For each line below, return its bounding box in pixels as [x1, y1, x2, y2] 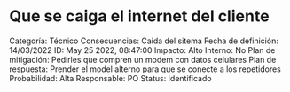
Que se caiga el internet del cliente [9, 6, 270, 27]
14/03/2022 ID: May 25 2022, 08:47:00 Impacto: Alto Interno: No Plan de [9, 44, 276, 55]
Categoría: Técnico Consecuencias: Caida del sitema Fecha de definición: [9, 35, 279, 46]
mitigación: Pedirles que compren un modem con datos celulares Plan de [9, 54, 277, 65]
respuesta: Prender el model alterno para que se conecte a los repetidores [9, 64, 282, 74]
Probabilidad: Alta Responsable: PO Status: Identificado [9, 73, 212, 83]
